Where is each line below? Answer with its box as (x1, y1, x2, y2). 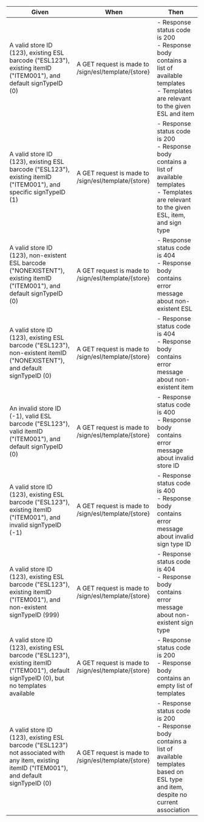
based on (157, 768, 184, 776)
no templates (9, 682, 47, 690)
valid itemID (9, 427, 43, 435)
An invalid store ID (9, 405, 61, 413)
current (157, 798, 178, 806)
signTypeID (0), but (9, 674, 65, 682)
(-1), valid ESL (9, 412, 52, 420)
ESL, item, (157, 211, 186, 219)
